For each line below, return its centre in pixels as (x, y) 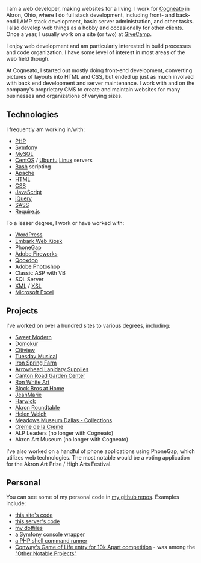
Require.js (27, 211)
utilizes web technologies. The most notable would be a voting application (98, 457)
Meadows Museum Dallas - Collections (63, 420)
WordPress (29, 235)
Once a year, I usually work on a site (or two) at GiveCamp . (79, 34)
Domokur (26, 343)
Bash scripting (33, 166)
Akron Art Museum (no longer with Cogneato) (72, 439)
